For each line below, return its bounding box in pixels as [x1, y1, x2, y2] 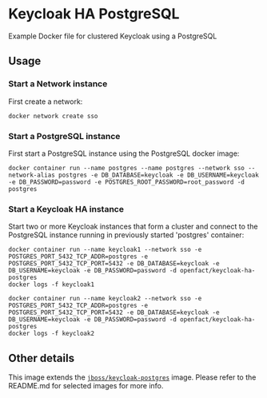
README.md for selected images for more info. [8, 381, 164, 391]
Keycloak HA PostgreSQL [8, 5, 180, 23]
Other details [8, 351, 74, 364]
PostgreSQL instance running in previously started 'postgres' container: [8, 230, 245, 240]
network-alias [8, 171, 56, 179]
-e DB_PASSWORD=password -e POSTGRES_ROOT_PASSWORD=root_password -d [8, 177, 245, 186]
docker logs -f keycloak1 [8, 281, 94, 289]
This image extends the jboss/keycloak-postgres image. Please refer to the [8, 372, 257, 382]
